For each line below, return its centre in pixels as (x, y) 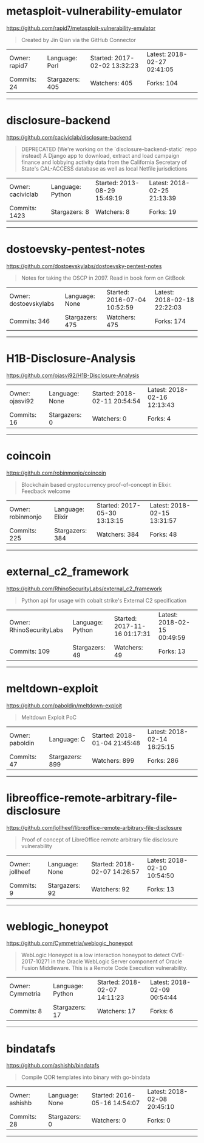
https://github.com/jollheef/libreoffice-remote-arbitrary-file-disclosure (94, 827)
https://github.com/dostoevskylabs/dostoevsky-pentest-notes (84, 266)
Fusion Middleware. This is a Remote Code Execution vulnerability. (104, 968)
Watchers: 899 (113, 760)
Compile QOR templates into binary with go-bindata (86, 1077)
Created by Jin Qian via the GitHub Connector (79, 40)
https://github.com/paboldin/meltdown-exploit (64, 706)
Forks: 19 (163, 211)
